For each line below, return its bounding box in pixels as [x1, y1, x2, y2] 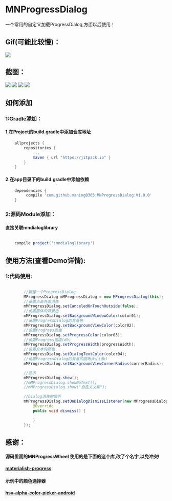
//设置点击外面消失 [24, 299, 59, 304]
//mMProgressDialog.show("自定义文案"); [24, 385, 107, 390]
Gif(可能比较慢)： [5, 38, 60, 47]
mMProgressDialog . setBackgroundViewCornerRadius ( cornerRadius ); [24, 361, 164, 366]
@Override [32, 404, 54, 409]
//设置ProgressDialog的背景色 [24, 318, 83, 324]
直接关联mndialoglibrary [5, 224, 58, 230]
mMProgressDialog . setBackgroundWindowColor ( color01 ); [24, 313, 141, 318]
